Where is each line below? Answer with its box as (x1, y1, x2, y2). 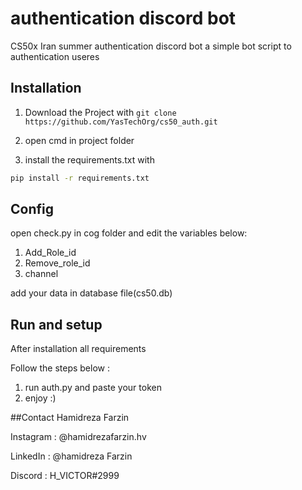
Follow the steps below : (10, 362, 110, 374)
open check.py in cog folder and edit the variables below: (10, 227, 248, 239)
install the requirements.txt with (24, 153, 155, 166)
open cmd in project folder (24, 134, 135, 146)
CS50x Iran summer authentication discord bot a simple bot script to (10, 40, 292, 52)
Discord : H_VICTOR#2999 (10, 470, 120, 482)
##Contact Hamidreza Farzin (10, 412, 130, 424)
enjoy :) (24, 392, 57, 404)
